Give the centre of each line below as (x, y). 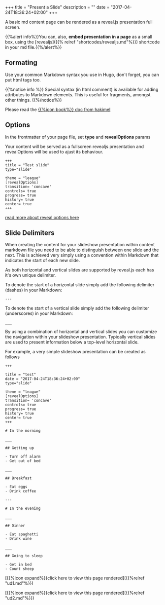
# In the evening (23, 509)
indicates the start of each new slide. (43, 261)
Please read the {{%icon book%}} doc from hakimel (58, 109)
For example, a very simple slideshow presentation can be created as (76, 352)
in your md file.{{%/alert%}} (33, 47)
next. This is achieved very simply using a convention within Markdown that (82, 255)
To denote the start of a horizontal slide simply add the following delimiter (80, 285)
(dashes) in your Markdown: (34, 290)
